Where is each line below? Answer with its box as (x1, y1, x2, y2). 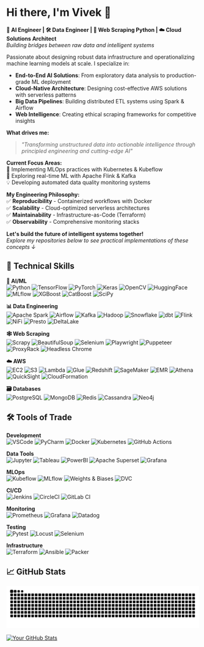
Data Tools (6, 449, 34, 457)
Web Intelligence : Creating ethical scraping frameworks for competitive (15, 110, 197, 118)
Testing (6, 523, 26, 531)
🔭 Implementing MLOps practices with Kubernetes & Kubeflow (6, 165, 163, 173)
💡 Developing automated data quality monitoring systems (6, 179, 151, 186)
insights (15, 117, 35, 124)
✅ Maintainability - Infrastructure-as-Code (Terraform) (6, 211, 147, 218)
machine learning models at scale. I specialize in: (6, 59, 130, 67)
